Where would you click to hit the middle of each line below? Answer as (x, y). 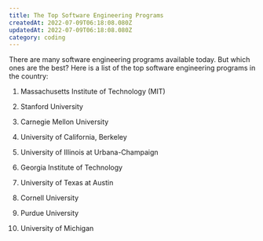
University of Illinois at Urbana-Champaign (89, 152)
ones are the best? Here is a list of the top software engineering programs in (132, 68)
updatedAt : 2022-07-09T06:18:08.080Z (71, 30)
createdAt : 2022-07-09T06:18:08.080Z (71, 23)
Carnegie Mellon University (64, 122)
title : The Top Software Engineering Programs (86, 15)
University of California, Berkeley (74, 137)
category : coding (37, 37)
